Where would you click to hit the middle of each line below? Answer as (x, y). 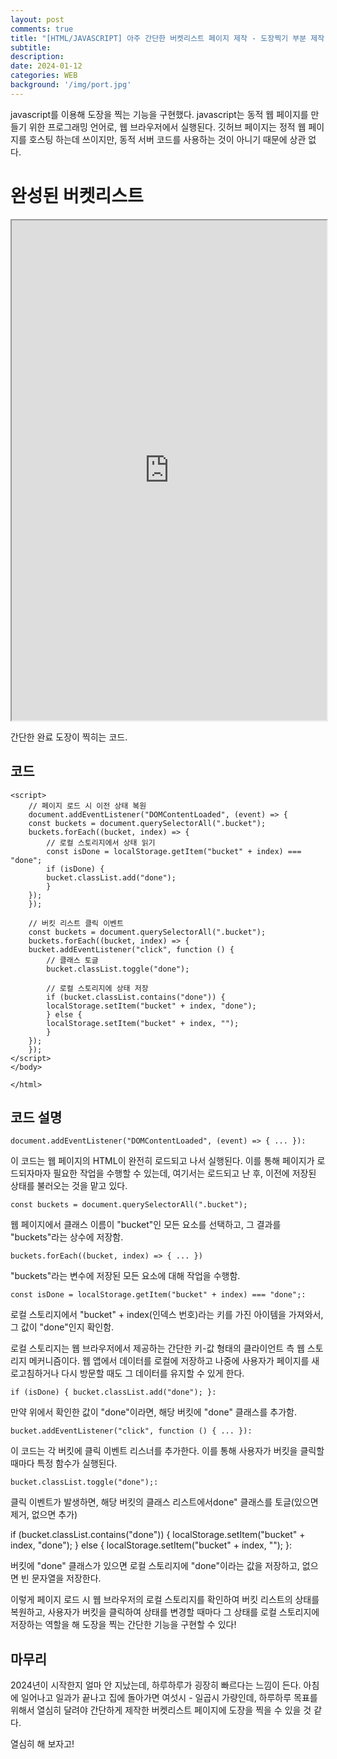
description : (37, 57)
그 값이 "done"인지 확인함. (62, 1327)
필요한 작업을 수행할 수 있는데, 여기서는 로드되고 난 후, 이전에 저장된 (185, 1173)
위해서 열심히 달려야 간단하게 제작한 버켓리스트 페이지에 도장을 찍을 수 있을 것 (161, 1710)
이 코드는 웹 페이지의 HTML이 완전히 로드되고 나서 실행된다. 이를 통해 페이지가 (162, 1161)
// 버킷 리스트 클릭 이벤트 (76, 923)
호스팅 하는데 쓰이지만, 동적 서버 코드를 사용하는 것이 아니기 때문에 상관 (167, 139)
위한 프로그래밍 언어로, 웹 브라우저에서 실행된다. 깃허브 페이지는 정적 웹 (167, 127)
